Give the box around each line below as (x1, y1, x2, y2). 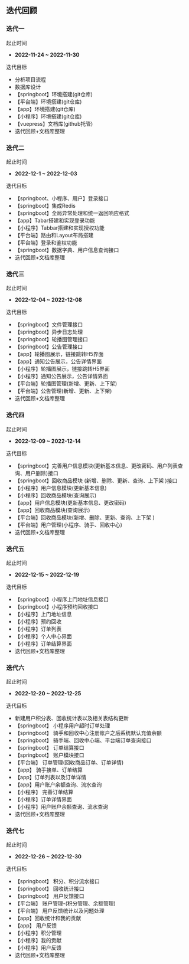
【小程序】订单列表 (14, 625, 62, 632)
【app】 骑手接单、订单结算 (14, 766, 83, 773)
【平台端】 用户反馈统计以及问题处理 (14, 907, 105, 914)
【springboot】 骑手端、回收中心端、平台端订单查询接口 (14, 737, 152, 744)
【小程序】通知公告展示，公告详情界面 (14, 372, 108, 380)
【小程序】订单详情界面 (14, 796, 72, 803)
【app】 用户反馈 (14, 922, 57, 929)
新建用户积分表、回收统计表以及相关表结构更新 (14, 715, 129, 722)
